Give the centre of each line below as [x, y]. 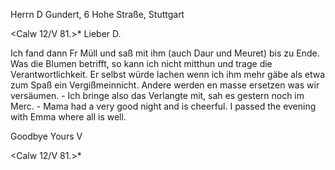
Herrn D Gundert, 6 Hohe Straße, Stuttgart [97, 14]
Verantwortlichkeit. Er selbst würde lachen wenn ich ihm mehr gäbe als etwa [168, 74]
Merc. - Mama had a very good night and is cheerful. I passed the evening [163, 106]
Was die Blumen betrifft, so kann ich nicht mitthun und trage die [141, 63]
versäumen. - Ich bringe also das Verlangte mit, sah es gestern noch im [157, 95]
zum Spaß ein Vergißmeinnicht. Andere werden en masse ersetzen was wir [165, 85]
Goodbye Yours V [46, 136]
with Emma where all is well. [68, 117]
